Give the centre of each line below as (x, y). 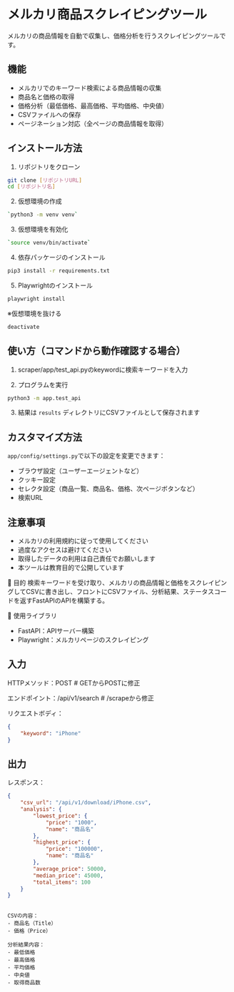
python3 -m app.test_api (44, 398)
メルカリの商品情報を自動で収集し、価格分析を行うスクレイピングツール (113, 36)
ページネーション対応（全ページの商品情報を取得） (92, 123)
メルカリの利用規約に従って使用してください (83, 541)
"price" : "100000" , (74, 849)
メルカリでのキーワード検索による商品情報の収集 (90, 88)
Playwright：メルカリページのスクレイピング (83, 640)
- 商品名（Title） (32, 924)
